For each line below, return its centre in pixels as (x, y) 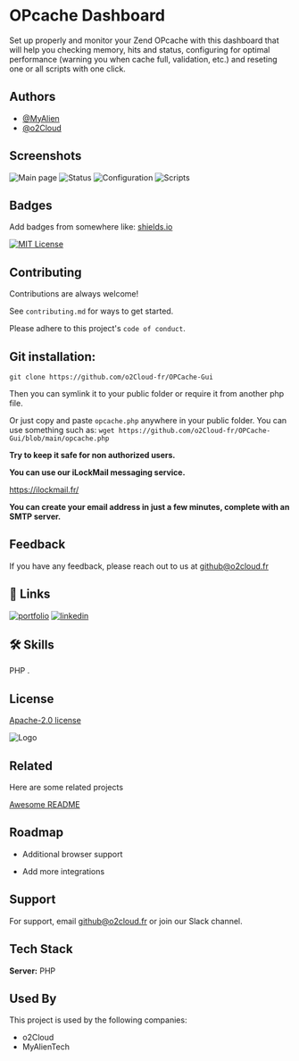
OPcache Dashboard (87, 16)
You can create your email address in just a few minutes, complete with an (149, 507)
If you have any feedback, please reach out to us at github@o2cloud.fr (139, 566)
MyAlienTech (46, 1047)
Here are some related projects (66, 788)
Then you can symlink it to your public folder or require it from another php (147, 393)
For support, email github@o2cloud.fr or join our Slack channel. (126, 921)
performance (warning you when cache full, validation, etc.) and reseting (144, 59)
